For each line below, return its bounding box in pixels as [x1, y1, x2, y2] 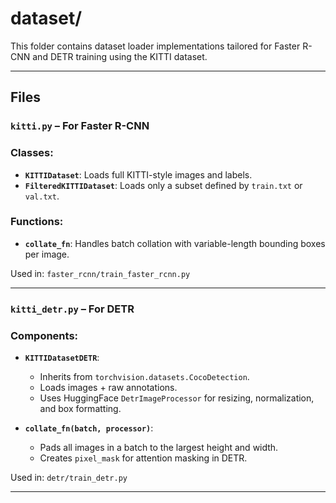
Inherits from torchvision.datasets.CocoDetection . [39, 371, 250, 383]
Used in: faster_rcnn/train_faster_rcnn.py [10, 267, 191, 279]
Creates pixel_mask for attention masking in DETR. [39, 452, 248, 464]
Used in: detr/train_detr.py [10, 472, 128, 484]
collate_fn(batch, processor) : [24, 422, 154, 434]
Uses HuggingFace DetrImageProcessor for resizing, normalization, [39, 392, 315, 404]
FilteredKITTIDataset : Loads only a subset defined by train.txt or [24, 179, 303, 191]
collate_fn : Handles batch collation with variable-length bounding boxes [24, 237, 326, 249]
